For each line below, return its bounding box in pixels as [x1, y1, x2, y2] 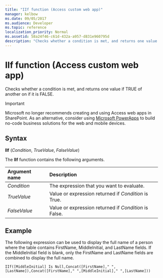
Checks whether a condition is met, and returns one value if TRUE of [5, 86, 142, 92]
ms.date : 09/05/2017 [5, 16, 47, 21]
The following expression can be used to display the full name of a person [5, 240, 153, 245]
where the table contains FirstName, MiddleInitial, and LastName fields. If [5, 245, 151, 250]
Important [5, 100, 25, 106]
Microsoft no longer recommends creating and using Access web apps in [5, 110, 152, 115]
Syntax [5, 134, 27, 143]
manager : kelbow [5, 12, 38, 16]
